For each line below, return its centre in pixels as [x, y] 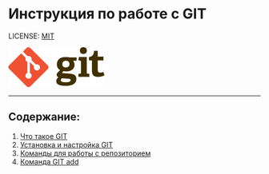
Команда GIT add [49, 161]
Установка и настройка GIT [66, 144]
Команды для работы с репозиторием [85, 153]
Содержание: [44, 117]
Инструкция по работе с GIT [107, 14]
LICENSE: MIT [31, 36]
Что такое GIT [44, 136]
